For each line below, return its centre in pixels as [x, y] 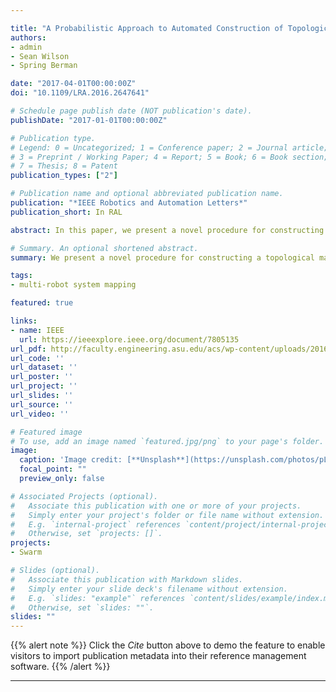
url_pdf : [28, 349]
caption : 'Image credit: [71, 460]
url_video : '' [40, 414]
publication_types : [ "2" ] [64, 176]
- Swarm [26, 552]
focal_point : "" [53, 469]
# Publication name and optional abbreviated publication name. [147, 194]
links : [24, 321]
